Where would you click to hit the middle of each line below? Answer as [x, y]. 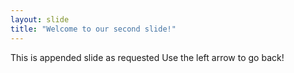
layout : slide [40, 19]
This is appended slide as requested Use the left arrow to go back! [147, 57]
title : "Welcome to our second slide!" [93, 29]
